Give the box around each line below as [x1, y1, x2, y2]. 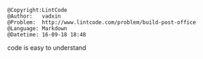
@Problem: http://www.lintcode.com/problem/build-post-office [7, 19, 197, 26]
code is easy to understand [7, 44, 86, 52]
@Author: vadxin [7, 13, 61, 20]
